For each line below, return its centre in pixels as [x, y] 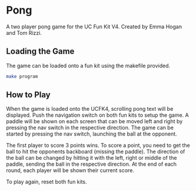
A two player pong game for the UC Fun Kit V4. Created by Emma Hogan [94, 27]
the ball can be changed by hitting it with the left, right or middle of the [92, 158]
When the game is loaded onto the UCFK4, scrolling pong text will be [90, 109]
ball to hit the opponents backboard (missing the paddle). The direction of [96, 152]
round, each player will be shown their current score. [70, 170]
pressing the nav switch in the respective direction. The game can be [90, 128]
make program [22, 76]
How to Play [29, 95]
